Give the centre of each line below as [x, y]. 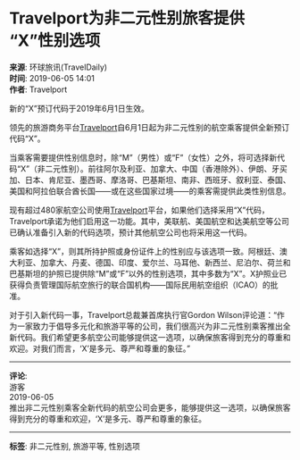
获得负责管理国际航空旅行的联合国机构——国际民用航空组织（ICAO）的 [140, 284]
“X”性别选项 [55, 41]
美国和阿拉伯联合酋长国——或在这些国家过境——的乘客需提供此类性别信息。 [150, 191]
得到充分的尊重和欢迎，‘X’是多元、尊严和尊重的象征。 [108, 418]
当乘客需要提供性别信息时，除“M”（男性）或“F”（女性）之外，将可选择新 [143, 157]
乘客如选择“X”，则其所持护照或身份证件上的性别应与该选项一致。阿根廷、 [144, 251]
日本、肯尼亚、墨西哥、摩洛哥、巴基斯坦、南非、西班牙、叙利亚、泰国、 [158, 180]
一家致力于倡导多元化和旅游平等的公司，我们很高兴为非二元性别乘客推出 [150, 326]
